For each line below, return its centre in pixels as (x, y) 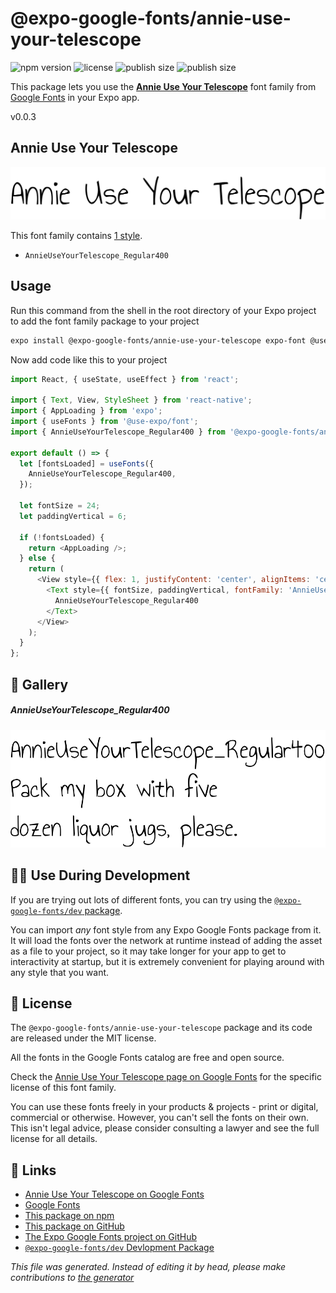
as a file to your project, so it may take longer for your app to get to (148, 951)
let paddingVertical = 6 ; (73, 516)
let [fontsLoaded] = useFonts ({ (87, 463)
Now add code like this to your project (89, 359)
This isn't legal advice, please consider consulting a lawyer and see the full (165, 1128)
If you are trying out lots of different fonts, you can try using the (141, 899)
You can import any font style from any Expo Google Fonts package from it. (166, 929)
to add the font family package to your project (105, 321)
